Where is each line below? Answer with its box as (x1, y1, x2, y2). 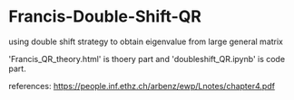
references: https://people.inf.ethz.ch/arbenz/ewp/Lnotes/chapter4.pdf (8, 80, 276, 91)
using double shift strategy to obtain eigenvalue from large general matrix (8, 36, 283, 47)
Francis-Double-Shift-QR (8, 6, 201, 27)
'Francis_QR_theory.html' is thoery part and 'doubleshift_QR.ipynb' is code (8, 53, 286, 64)
